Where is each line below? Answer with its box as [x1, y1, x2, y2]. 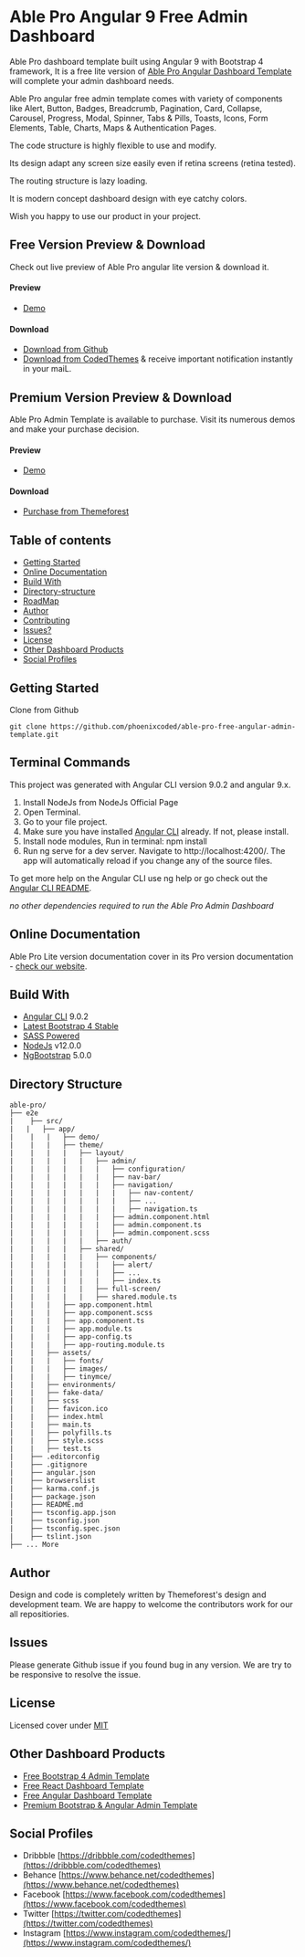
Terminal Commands [9, 755, 131, 771]
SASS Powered [22, 1030, 80, 1042]
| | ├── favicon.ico [9, 1405, 108, 1414]
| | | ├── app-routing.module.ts [9, 1341, 166, 1350]
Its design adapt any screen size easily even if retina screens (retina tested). [9, 157, 297, 168]
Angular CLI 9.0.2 [22, 1011, 89, 1022]
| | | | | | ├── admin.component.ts [9, 1221, 203, 1230]
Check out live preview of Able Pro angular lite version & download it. [9, 261, 269, 272]
